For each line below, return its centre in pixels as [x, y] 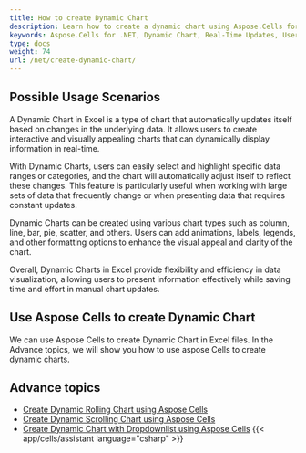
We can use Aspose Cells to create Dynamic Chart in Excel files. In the [142, 340]
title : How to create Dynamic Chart [79, 18]
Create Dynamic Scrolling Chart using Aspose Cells [119, 419]
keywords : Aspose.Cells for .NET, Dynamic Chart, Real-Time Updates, [144, 35]
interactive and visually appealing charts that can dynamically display [140, 139]
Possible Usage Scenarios [85, 97]
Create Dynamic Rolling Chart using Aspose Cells [115, 410]
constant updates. [43, 205]
